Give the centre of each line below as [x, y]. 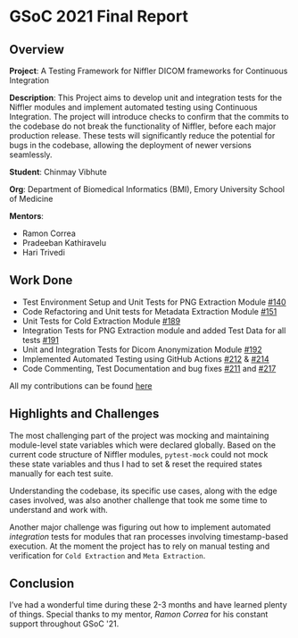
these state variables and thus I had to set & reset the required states [136, 464]
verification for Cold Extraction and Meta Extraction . [108, 555]
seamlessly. [31, 155]
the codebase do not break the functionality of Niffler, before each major [143, 126]
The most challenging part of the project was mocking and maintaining [139, 435]
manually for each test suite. [62, 473]
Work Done [41, 280]
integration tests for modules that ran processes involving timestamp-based [149, 536]
